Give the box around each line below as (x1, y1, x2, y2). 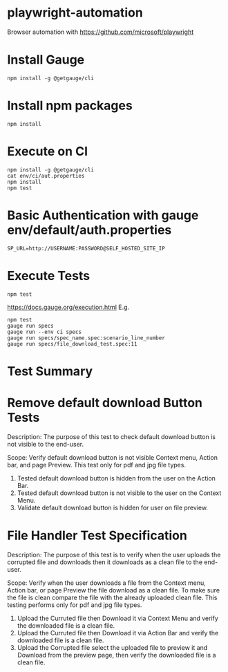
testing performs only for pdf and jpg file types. (7, 600, 142, 609)
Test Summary (7, 363, 93, 379)
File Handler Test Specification (7, 528, 188, 543)
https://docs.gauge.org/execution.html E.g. (7, 303, 130, 311)
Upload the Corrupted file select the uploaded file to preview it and (17, 643, 208, 651)
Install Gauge (7, 52, 85, 68)
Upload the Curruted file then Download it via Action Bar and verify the (17, 628, 219, 637)
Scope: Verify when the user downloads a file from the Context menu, (7, 579, 206, 587)
